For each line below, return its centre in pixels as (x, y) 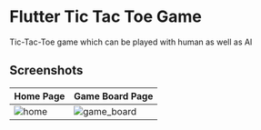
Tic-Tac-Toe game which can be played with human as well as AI (131, 42)
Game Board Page (114, 95)
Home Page (40, 95)
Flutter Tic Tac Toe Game (105, 17)
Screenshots (46, 70)
